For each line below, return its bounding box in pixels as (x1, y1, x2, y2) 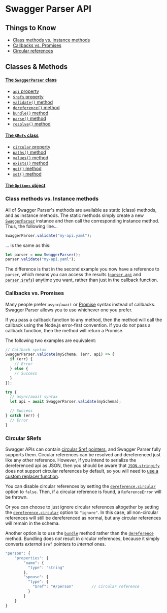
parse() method (12, 115, 47, 121)
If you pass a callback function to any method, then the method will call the (5, 316, 162, 323)
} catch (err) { (5, 413, 40, 419)
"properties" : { (14, 555, 49, 560)
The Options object (5, 182, 46, 189)
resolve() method (12, 120, 51, 127)
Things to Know (5, 23, 56, 32)
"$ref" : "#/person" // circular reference (32, 584, 140, 590)
